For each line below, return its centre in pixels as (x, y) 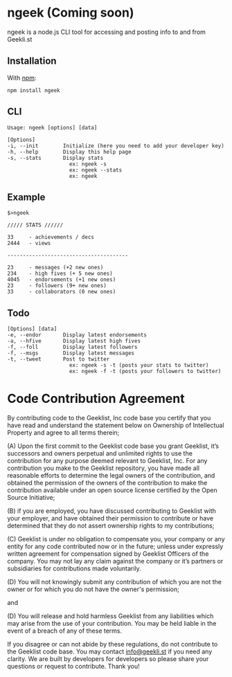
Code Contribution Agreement (96, 399)
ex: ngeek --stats (96, 170)
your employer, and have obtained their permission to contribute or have (110, 518)
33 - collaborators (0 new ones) (62, 292)
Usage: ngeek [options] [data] (52, 127)
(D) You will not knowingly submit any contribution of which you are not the (114, 582)
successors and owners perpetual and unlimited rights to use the (100, 453)
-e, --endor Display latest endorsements (77, 335)
